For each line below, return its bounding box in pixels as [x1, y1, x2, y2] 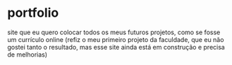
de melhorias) [7, 50, 48, 59]
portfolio [7, 5, 59, 21]
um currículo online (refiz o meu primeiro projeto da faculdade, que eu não [7, 35, 224, 43]
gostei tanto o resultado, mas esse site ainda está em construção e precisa [7, 43, 226, 51]
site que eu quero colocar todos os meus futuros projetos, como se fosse [7, 28, 221, 36]
